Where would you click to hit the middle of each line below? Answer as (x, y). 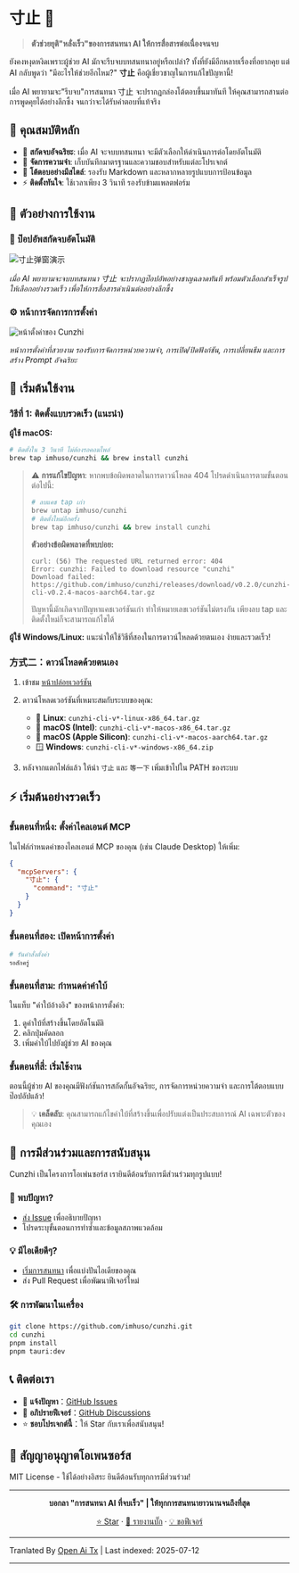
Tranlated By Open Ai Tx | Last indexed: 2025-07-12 (105, 1551)
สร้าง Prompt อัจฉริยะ (43, 360)
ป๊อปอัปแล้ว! (27, 1096)
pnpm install (33, 1343)
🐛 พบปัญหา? (32, 1198)
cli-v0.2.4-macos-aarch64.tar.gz (93, 592)
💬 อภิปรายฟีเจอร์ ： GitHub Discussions (86, 1413)
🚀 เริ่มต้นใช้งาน (42, 389)
